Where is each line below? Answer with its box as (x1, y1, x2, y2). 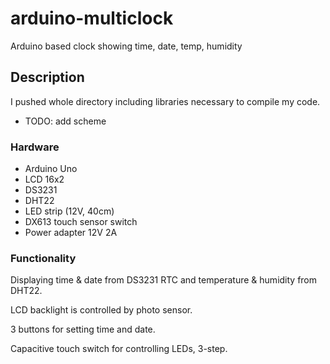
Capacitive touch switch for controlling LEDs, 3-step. (10, 343, 228, 355)
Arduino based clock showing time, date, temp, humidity (10, 40, 243, 52)
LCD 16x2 (24, 173, 65, 186)
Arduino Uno (24, 163, 78, 175)
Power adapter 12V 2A (24, 227, 118, 239)
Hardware (10, 140, 60, 154)
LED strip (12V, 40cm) (24, 205, 115, 217)
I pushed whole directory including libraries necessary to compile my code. (10, 95, 321, 107)
